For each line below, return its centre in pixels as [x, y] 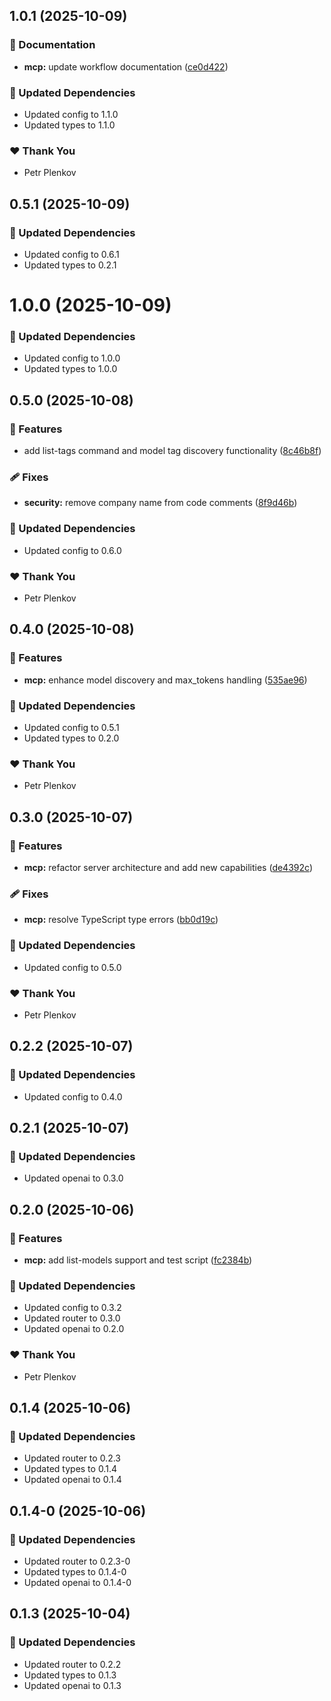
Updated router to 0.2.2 [72, 1664]
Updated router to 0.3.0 [72, 1318]
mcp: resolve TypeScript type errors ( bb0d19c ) [121, 920]
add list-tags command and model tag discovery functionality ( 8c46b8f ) [172, 451]
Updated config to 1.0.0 [72, 358]
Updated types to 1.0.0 [70, 369]
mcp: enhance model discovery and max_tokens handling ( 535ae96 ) [165, 680]
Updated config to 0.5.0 [72, 967]
